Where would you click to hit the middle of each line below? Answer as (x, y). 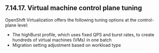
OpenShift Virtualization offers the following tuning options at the (71, 20)
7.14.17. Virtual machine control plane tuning (74, 8)
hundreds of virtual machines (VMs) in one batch (62, 40)
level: (23, 25)
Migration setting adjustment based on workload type (67, 45)
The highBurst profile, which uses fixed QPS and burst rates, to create (83, 34)
